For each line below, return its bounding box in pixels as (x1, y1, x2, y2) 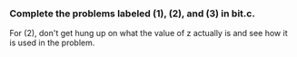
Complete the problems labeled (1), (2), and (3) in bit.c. (9, 7, 256, 20)
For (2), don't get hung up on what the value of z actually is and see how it (9, 28, 288, 39)
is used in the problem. (9, 37, 95, 48)
